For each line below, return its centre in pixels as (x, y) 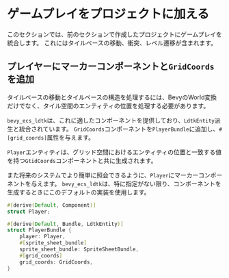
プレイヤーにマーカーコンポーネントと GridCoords (111, 67)
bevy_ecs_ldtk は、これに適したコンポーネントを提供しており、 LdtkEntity (111, 120)
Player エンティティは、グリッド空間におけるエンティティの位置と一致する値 (114, 152)
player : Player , (43, 237)
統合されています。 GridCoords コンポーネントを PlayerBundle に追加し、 (119, 129)
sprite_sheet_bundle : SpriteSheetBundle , (79, 249)
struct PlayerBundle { (39, 230)
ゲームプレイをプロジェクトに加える (108, 14)
